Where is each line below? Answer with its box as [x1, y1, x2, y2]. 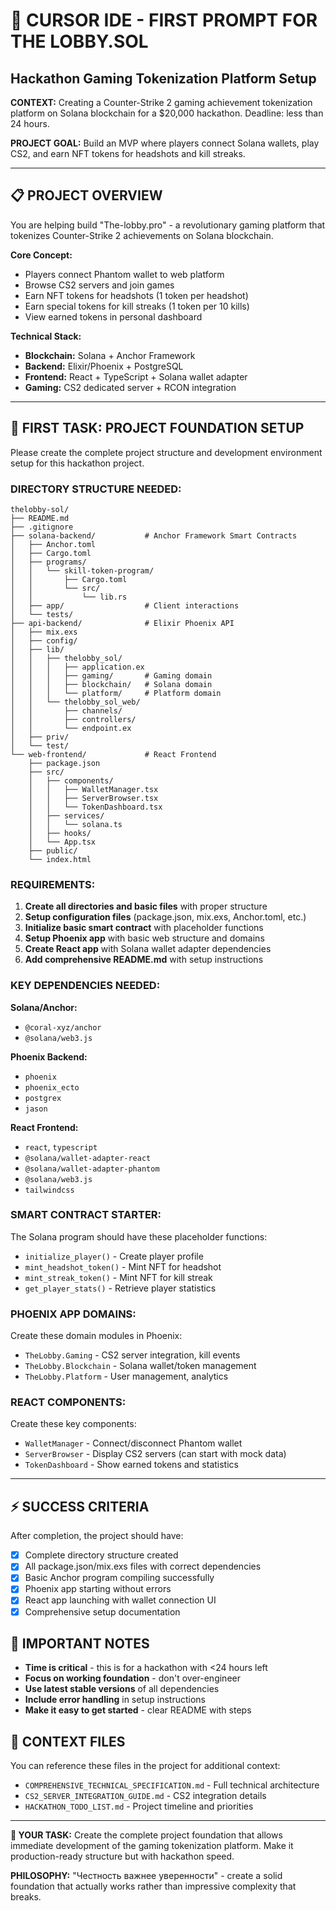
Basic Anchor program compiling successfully [24, 1572, 215, 1584]
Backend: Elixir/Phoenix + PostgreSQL [24, 360, 184, 372]
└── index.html [28, 854, 92, 864]
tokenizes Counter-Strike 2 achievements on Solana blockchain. [10, 229, 274, 241]
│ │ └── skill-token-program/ [10, 565, 155, 576]
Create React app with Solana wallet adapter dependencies [24, 943, 272, 955]
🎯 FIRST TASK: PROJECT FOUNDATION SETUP [10, 420, 305, 437]
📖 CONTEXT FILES [10, 1733, 126, 1750]
